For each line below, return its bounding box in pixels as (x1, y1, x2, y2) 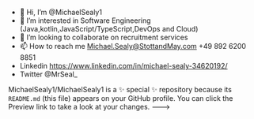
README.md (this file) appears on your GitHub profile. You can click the (8, 94, 233, 102)
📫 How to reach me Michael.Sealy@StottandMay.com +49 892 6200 (19, 42, 247, 50)
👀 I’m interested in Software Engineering (19, 16, 152, 25)
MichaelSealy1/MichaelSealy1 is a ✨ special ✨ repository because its (8, 85, 232, 94)
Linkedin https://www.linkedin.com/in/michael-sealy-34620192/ (19, 61, 228, 70)
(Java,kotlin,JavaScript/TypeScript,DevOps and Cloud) (19, 24, 199, 33)
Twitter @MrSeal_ (19, 69, 78, 79)
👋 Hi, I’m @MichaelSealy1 (19, 8, 103, 17)
